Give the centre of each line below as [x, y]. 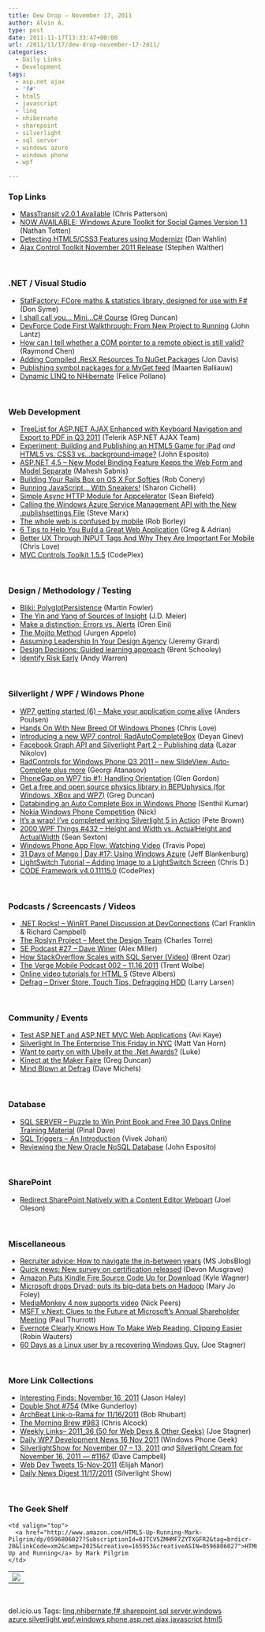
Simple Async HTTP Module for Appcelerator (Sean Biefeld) [117, 496]
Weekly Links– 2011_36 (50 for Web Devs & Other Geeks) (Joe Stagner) [135, 1431]
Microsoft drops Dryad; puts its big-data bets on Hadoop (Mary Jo [127, 1286]
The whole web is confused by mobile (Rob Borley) [103, 521]
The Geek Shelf [38, 1509]
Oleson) [32, 1208]
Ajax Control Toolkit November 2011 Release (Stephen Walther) [122, 248]
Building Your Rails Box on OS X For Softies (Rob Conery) [112, 479]
